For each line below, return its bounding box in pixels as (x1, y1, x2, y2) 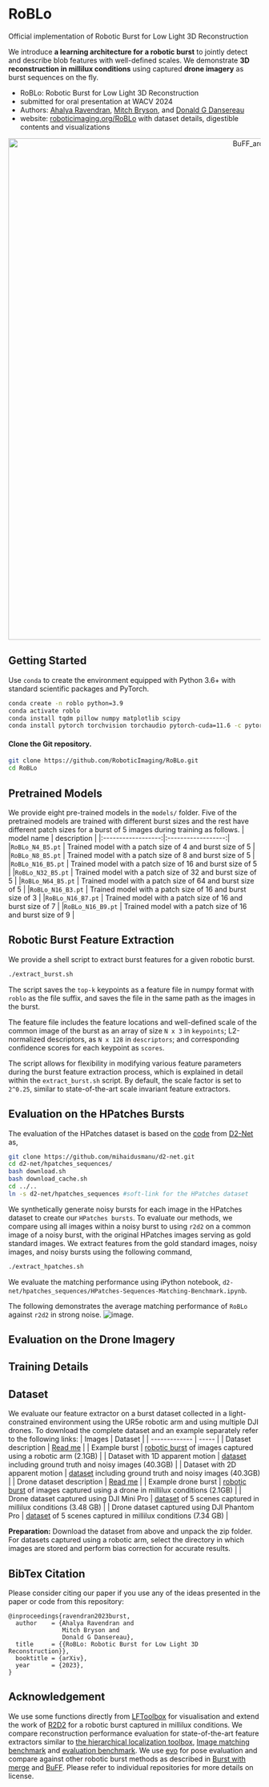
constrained (8, 1417, 48, 1427)
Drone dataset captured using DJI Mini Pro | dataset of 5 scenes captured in (8, 1494, 260, 1504)
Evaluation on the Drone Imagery (8, 1333, 176, 1346)
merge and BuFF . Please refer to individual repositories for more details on (8, 1762, 254, 1772)
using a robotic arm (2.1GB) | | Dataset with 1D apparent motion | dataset (8, 1452, 247, 1461)
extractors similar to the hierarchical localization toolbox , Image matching (8, 1736, 250, 1746)
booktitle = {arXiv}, (15, 1655, 88, 1663)
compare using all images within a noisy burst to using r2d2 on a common (8, 1221, 251, 1231)
